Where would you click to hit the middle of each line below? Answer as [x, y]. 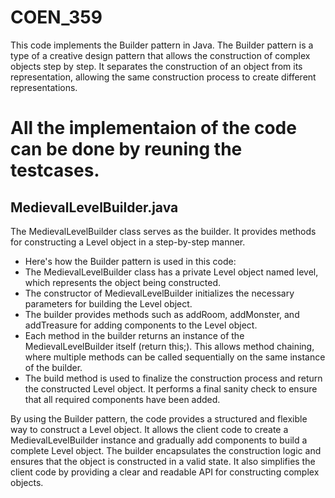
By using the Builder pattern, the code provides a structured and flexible [159, 418]
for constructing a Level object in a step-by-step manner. [128, 242]
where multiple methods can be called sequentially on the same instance [175, 357]
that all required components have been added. [122, 399]
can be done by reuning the [126, 149]
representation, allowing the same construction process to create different [163, 77]
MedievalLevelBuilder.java [94, 207]
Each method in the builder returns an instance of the [134, 335]
